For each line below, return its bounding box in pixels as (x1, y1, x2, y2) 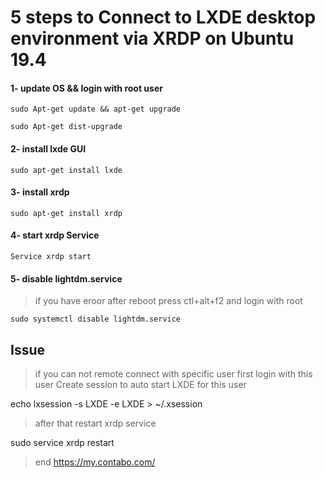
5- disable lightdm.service (10, 272, 123, 285)
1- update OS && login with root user (10, 82, 163, 94)
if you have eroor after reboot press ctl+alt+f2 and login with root (34, 295, 303, 307)
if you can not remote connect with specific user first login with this (34, 368, 313, 380)
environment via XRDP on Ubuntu (10, 27, 295, 50)
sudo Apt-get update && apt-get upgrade (10, 104, 182, 115)
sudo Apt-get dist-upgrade (10, 122, 123, 132)
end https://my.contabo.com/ (34, 456, 156, 468)
